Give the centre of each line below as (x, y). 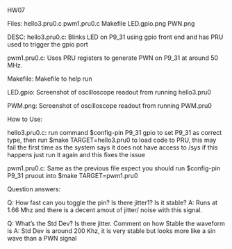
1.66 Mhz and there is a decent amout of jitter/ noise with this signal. (105, 210)
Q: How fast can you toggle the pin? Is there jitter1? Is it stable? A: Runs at (112, 202)
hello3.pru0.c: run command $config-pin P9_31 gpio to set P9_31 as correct (115, 132)
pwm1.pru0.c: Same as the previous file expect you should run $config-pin (114, 168)
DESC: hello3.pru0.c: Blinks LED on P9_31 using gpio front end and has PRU (115, 37)
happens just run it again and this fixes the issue (76, 155)
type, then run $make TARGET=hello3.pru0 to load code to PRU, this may (112, 140)
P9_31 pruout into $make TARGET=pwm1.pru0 (73, 176)
